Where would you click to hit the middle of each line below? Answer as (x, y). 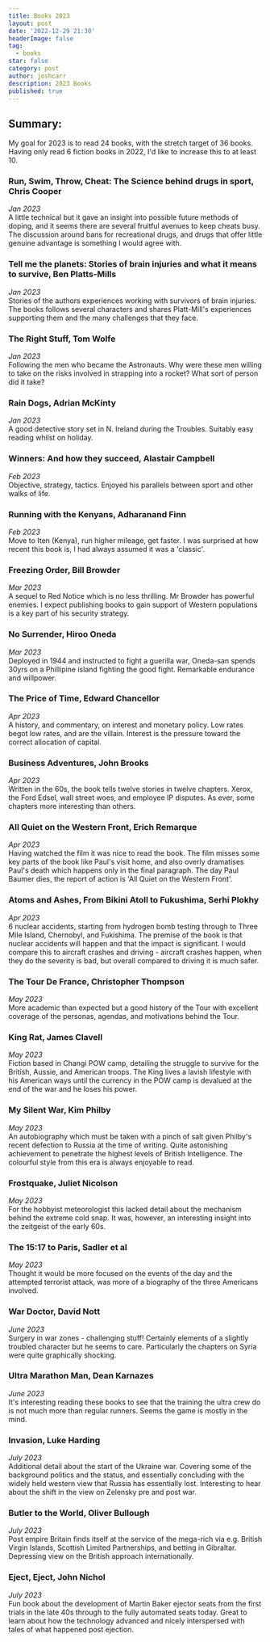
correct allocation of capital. (55, 742)
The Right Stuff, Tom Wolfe (62, 339)
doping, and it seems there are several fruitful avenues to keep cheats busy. (134, 226)
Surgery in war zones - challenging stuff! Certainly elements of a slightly (129, 1337)
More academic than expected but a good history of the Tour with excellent (133, 1008)
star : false (28, 61)
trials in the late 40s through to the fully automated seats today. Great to (128, 1612)
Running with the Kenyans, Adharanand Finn (98, 514)
